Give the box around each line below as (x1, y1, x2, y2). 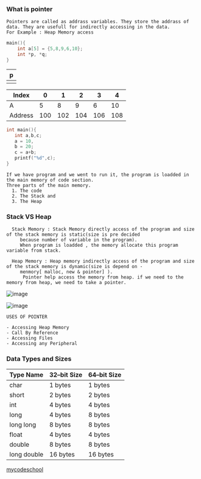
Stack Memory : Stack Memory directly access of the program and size (12, 226, 195, 233)
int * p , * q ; (17, 51, 48, 58)
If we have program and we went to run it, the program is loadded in (6, 171, 189, 178)
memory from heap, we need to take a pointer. (6, 280, 127, 286)
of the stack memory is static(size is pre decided (6, 232, 140, 238)
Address (9, 111, 33, 119)
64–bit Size (88, 371, 122, 379)
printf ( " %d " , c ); (14, 155, 56, 161)
